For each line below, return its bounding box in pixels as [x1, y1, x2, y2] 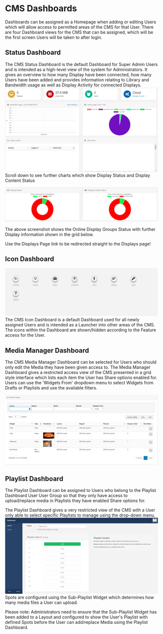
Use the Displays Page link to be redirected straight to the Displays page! [5, 241, 151, 247]
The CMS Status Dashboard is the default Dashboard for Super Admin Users [5, 61, 158, 67]
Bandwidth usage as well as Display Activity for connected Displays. [5, 82, 142, 88]
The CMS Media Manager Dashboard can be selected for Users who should [5, 359, 157, 365]
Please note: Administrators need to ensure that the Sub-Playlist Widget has [5, 609, 157, 615]
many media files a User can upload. [5, 600, 79, 605]
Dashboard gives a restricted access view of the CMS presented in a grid [5, 370, 151, 375]
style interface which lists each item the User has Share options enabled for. [5, 374, 158, 381]
